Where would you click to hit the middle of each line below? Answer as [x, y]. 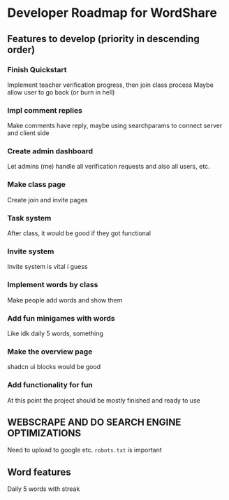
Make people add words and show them [65, 300]
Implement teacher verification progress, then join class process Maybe [111, 85]
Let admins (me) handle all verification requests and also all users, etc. [109, 167]
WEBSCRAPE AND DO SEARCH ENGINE [94, 422]
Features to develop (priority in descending [104, 39]
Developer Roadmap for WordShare [112, 13]
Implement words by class [53, 285]
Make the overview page [50, 352]
